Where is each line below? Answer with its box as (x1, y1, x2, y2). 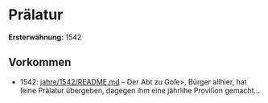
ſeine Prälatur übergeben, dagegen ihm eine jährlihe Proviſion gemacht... (19, 85, 261, 95)
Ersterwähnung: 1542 (8, 32, 82, 42)
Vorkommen (8, 56, 72, 69)
